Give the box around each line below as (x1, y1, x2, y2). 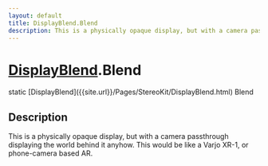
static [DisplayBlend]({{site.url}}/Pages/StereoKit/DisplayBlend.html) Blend (8, 87, 254, 97)
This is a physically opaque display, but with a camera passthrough (8, 132, 229, 141)
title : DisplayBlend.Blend (8, 19, 98, 27)
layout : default (8, 11, 62, 20)
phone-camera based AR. (8, 148, 93, 158)
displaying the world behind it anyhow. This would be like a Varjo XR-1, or (8, 140, 249, 150)
